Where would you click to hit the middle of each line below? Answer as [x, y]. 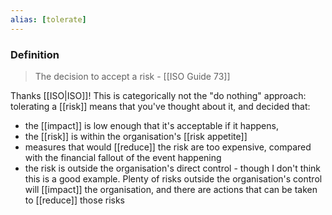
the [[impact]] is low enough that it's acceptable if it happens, [151, 125]
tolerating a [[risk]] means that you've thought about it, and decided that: [160, 106]
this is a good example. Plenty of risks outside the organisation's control [173, 178]
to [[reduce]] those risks [74, 200]
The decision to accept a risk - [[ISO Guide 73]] [132, 76]
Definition [35, 54]
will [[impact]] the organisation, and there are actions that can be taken [171, 189]
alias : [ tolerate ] [48, 19]
